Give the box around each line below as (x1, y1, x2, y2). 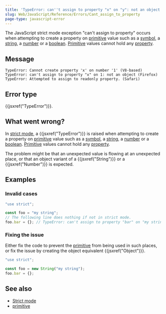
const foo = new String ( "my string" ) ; (5, 267, 85, 271)
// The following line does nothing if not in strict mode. (5, 215, 132, 220)
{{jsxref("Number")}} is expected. (5, 161, 74, 167)
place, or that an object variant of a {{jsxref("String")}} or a (5, 156, 125, 162)
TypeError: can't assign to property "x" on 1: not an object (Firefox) (5, 72, 158, 77)
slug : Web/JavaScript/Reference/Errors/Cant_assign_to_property (5, 12, 140, 17)
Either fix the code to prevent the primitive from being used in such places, (5, 243, 157, 249)
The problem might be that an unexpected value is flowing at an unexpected (5, 150, 161, 156)
